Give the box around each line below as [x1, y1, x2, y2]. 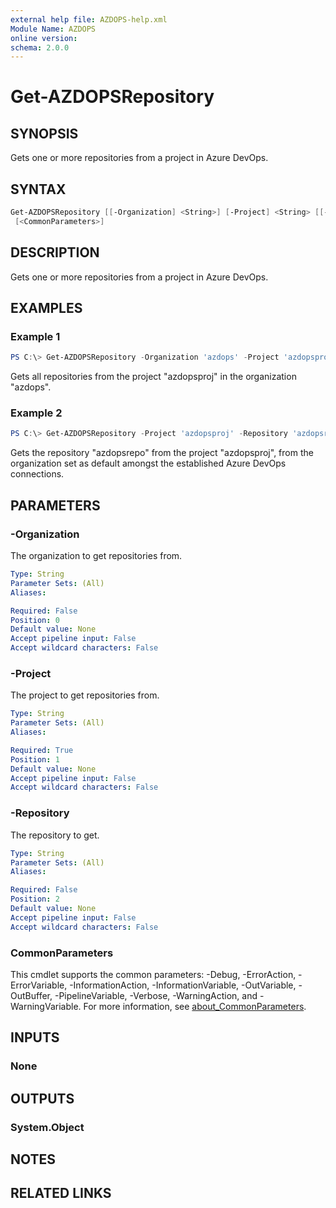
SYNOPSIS [10, 125, 79, 142]
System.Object [10, 1120, 85, 1134]
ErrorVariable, [10, 979, 68, 991]
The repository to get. [10, 829, 100, 841]
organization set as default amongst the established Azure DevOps [10, 457, 287, 470]
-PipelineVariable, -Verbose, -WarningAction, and [54, 989, 258, 1001]
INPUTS [10, 1029, 60, 1046]
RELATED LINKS [10, 1185, 112, 1202]
